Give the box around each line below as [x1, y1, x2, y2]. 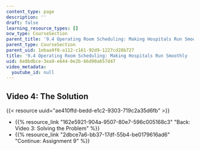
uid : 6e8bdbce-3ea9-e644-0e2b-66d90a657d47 [6, 58, 116, 64]
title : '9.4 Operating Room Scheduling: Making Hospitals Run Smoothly [6, 53, 187, 59]
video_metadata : [6, 63, 46, 70]
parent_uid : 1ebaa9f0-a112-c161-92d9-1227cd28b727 [6, 47, 135, 53]
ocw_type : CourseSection [6, 31, 68, 37]
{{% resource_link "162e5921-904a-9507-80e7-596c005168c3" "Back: [14, 119, 190, 126]
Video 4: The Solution [6, 91, 89, 101]
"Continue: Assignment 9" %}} [14, 138, 90, 145]
